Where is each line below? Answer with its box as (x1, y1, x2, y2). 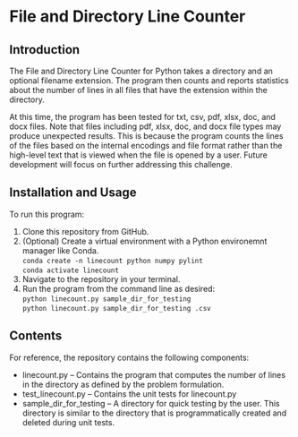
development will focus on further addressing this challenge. (9, 159, 233, 169)
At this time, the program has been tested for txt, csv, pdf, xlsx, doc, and (9, 112, 276, 122)
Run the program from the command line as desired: (21, 283, 216, 294)
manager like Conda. (21, 244, 99, 256)
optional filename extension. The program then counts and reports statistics (9, 75, 289, 86)
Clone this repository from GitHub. (21, 226, 149, 236)
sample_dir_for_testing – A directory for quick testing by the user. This (21, 398, 280, 408)
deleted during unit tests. (21, 416, 115, 427)
